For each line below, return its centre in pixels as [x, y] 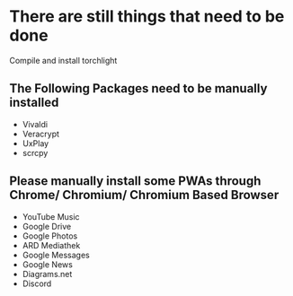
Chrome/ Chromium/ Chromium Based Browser [144, 195]
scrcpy [35, 152]
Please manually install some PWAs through [135, 181]
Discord [37, 283]
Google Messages [56, 255]
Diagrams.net [47, 274]
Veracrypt [41, 134]
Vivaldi [35, 124]
